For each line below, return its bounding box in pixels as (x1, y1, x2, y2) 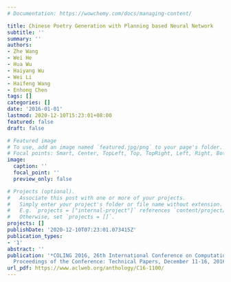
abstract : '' (7, 246, 45, 252)
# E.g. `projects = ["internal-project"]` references (7, 207, 170, 214)
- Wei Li (7, 74, 32, 80)
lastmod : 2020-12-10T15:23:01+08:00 (7, 112, 112, 119)
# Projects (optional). (7, 188, 76, 195)
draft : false (7, 124, 45, 131)
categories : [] (7, 99, 51, 107)
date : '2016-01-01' (7, 106, 63, 113)
